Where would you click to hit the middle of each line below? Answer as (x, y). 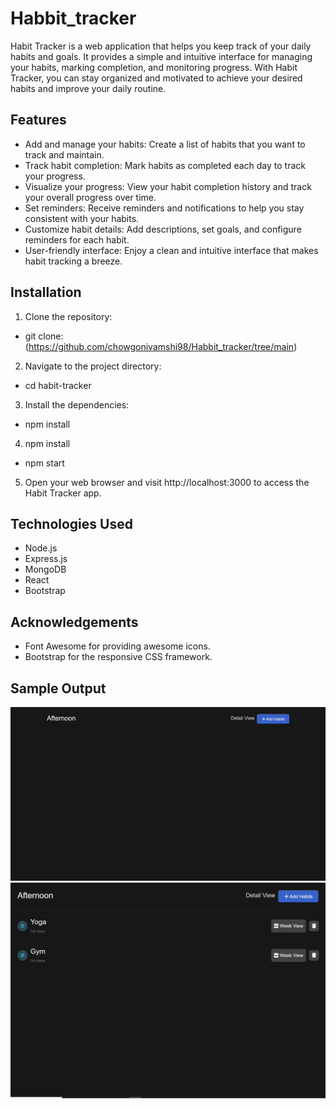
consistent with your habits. (82, 218)
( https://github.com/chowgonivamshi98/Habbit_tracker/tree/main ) (161, 346)
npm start (44, 463)
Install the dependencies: (77, 404)
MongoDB (45, 569)
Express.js (46, 559)
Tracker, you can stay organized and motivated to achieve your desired (156, 78)
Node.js (41, 548)
